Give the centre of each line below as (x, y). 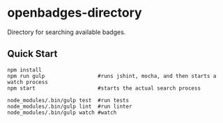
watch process (28, 82)
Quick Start (32, 54)
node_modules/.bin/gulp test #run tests (68, 100)
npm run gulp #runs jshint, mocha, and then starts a (112, 76)
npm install (24, 70)
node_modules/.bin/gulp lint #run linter (70, 106)
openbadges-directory (75, 13)
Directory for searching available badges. (67, 32)
